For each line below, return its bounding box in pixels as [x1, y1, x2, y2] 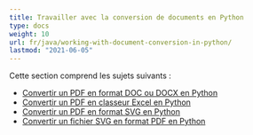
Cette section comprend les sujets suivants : [9, 70, 171, 81]
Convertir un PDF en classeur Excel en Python [21, 97, 191, 107]
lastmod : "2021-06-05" [9, 46, 93, 55]
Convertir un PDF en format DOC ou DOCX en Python [21, 88, 218, 99]
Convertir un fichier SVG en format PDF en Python [21, 116, 206, 127]
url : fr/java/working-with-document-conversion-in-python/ [9, 37, 233, 47]
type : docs [9, 21, 50, 30]
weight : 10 [9, 29, 50, 38]
